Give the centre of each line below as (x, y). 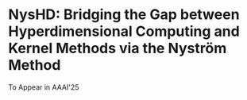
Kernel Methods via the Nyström (118, 48)
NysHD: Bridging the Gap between (124, 15)
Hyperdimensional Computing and (124, 31)
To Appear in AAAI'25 (44, 87)
